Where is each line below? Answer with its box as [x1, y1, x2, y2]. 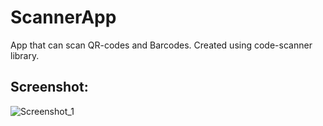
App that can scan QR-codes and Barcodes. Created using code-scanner [10, 39, 313, 51]
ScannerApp [10, 6, 117, 29]
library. [10, 49, 40, 61]
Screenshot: [10, 79, 89, 96]
